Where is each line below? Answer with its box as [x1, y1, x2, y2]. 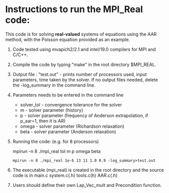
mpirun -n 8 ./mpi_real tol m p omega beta [12, 148, 101, 154]
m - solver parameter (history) [20, 107, 83, 113]
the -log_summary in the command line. [12, 82, 96, 88]
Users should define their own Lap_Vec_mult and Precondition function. [12, 182, 162, 188]
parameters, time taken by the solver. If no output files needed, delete [12, 76, 158, 83]
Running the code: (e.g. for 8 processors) [12, 138, 99, 144]
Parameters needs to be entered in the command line [12, 92, 124, 98]
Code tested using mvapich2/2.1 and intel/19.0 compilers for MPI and [12, 46, 156, 52]
